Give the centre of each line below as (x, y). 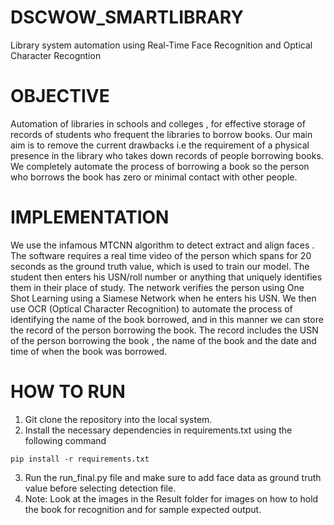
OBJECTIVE (60, 96)
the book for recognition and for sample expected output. (143, 509)
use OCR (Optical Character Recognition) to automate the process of (151, 308)
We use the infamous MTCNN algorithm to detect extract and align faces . (162, 245)
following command (65, 440)
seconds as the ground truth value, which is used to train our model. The (160, 266)
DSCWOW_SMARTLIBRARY (127, 17)
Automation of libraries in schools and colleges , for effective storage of (158, 123)
